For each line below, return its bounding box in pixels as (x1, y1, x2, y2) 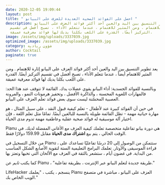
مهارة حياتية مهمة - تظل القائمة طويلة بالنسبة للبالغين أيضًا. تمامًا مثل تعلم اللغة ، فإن (5, 111, 159, 117)
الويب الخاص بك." (5, 174, 38, 181)
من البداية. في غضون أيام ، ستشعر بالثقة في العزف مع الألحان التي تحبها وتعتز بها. (5, 150, 153, 156)
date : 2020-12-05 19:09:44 (5, 7, 61, 12)
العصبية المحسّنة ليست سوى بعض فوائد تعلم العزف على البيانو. (5, 96, 119, 102)
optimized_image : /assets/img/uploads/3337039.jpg (5, 39, 111, 44)
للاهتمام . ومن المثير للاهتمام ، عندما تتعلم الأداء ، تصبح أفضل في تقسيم (10, 25, 162, 30)
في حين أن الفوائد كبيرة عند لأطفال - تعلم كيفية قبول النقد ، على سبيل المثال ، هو (5, 105, 153, 111)
